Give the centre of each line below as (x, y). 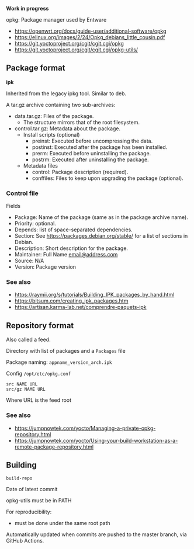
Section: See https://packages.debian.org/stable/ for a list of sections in (101, 236)
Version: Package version (45, 267)
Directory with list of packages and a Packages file (66, 351)
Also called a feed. (28, 340)
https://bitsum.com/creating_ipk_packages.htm (71, 301)
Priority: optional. (35, 224)
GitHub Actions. (25, 541)
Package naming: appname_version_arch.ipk (59, 362)
